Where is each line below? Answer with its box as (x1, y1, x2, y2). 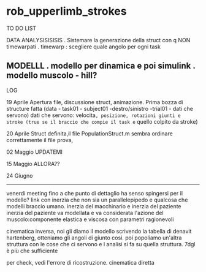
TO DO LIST (6, 25, 37, 32)
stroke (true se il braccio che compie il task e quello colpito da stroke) (6, 118, 198, 125)
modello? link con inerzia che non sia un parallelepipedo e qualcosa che (6, 196, 188, 203)
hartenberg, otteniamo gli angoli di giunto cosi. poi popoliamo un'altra (6, 234, 182, 241)
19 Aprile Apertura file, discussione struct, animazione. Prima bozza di (6, 98, 183, 105)
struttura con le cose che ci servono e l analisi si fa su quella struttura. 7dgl (6, 240, 196, 247)
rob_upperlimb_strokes (6, 4, 127, 18)
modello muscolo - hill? (6, 70, 97, 81)
